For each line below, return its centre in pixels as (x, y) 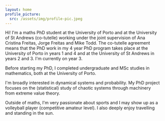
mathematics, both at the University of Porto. (51, 73)
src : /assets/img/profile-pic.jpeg (46, 19)
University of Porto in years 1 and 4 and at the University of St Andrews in (80, 53)
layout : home (18, 10)
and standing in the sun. (30, 113)
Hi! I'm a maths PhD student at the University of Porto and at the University (81, 33)
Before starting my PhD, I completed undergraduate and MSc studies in (77, 68)
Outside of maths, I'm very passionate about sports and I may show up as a (82, 103)
